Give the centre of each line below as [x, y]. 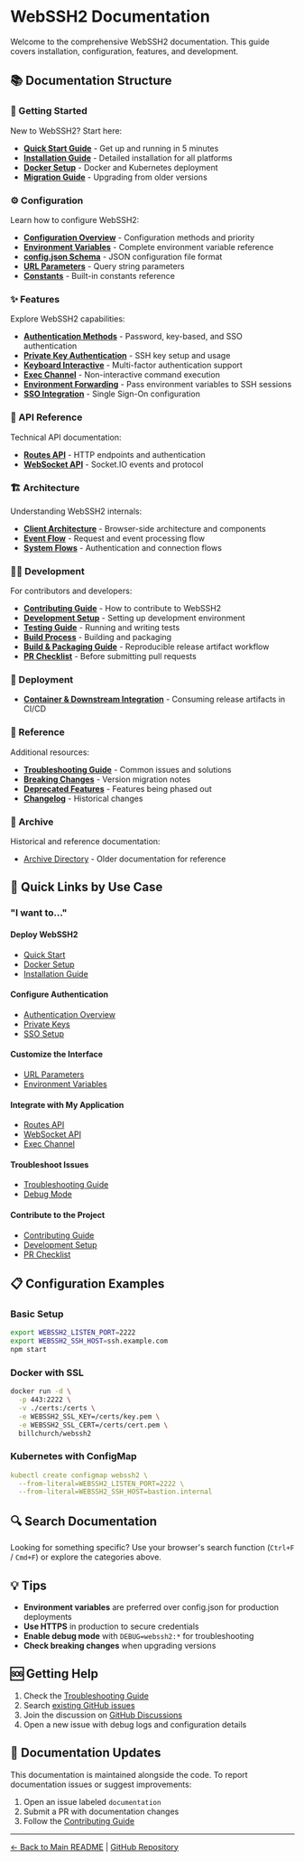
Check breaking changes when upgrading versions [120, 1645]
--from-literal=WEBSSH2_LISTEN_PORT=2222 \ [101, 1484]
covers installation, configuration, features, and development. [124, 51]
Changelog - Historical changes [83, 798]
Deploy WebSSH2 [44, 934]
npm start [29, 1349]
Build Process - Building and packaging [97, 637]
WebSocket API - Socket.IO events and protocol [113, 464]
